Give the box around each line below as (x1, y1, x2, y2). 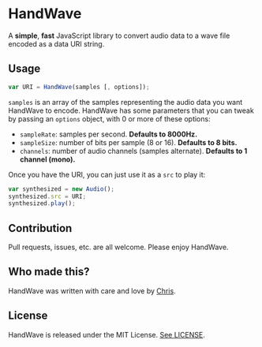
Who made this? (8, 265, 90, 278)
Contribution (8, 222, 73, 235)
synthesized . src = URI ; (8, 192, 87, 200)
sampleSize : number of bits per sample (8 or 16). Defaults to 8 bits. (19, 137, 238, 147)
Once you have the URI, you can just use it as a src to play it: (8, 170, 206, 179)
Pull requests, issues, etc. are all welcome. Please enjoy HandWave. (8, 242, 229, 252)
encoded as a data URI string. (8, 39, 105, 48)
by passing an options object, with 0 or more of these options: (8, 114, 211, 123)
